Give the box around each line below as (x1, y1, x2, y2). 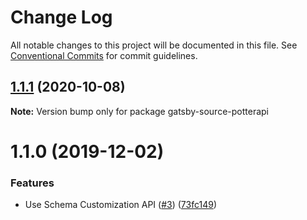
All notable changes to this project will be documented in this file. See (10, 39, 298, 51)
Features (10, 176, 55, 190)
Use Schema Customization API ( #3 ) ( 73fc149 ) (24, 199, 217, 211)
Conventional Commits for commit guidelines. (10, 49, 198, 61)
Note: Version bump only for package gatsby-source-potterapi (10, 105, 269, 117)
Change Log (10, 6, 113, 29)
